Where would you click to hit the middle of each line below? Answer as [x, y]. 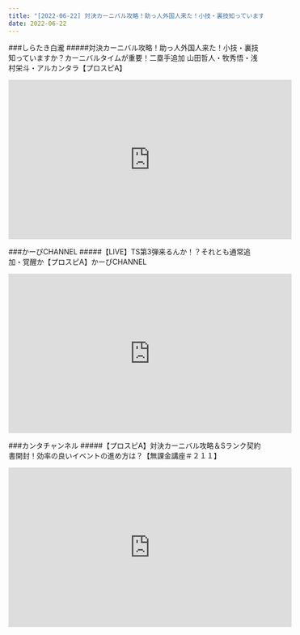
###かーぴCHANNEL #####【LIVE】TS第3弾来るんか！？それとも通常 [126, 251]
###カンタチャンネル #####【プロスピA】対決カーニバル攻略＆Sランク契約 [135, 445]
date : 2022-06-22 [38, 23]
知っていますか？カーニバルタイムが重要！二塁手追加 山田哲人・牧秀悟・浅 [133, 58]
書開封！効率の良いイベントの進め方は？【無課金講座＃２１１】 [114, 455]
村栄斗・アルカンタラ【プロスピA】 [68, 68]
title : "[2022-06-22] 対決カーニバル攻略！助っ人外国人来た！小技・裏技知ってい [131, 16]
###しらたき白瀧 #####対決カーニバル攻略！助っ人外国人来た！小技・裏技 [133, 47]
